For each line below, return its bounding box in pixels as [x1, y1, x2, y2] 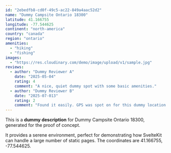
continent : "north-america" [5, 27, 66, 32]
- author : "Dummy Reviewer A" [10, 70, 74, 75]
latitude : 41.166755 [5, 17, 50, 22]
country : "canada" [5, 31, 45, 36]
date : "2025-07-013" [14, 93, 58, 98]
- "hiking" [10, 46, 33, 51]
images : [5, 55, 22, 60]
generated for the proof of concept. [5, 122, 80, 128]
